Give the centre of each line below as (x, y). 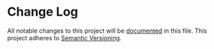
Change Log (43, 12)
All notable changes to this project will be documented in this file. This (107, 31)
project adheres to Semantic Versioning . (64, 37)
